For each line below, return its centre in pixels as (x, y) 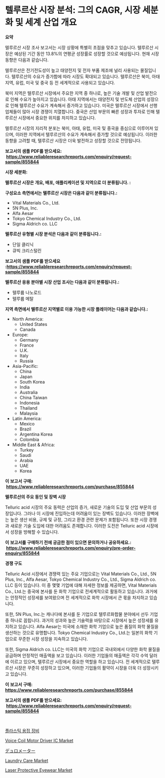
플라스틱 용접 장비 (22, 731)
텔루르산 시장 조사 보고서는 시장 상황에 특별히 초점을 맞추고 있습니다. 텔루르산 (79, 47)
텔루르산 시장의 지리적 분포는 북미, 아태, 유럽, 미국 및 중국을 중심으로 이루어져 (79, 128)
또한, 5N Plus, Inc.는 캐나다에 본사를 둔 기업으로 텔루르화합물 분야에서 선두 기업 (82, 614)
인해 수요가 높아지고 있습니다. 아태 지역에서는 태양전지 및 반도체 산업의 (78, 99)
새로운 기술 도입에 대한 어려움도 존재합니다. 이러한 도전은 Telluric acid (78, 526)
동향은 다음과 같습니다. (27, 60)
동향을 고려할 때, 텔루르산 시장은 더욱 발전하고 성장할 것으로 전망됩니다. (73, 141)
